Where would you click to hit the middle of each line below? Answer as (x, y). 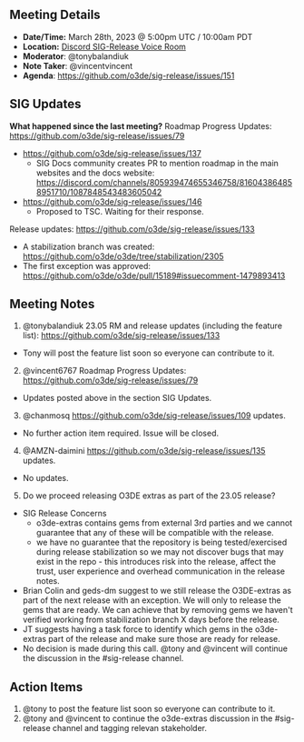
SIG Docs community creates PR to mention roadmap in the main (157, 163)
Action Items (46, 687)
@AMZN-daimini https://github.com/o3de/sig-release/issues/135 (144, 451)
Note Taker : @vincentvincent (78, 65)
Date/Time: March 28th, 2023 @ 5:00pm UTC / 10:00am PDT (137, 36)
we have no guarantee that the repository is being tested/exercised (162, 542)
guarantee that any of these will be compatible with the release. (155, 533)
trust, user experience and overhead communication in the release (161, 571)
